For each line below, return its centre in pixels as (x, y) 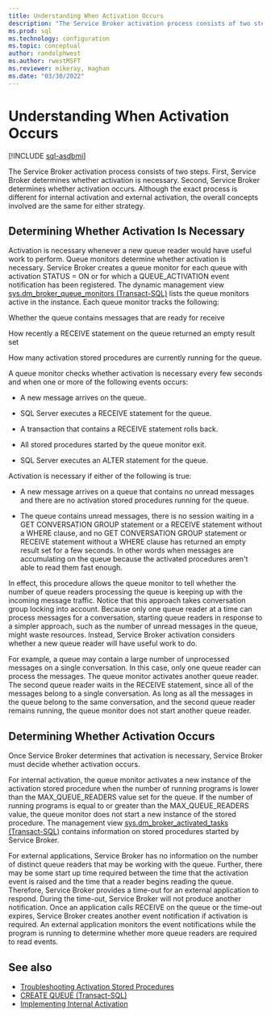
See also (30, 967)
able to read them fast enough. (71, 568)
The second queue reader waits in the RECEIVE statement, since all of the (131, 685)
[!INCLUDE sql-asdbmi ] (47, 155)
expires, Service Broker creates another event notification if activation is (128, 916)
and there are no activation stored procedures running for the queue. (134, 500)
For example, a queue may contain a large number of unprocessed (119, 659)
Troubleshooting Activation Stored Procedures (97, 987)
